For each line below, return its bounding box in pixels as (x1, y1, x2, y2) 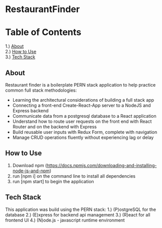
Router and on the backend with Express (12, 123, 97, 129)
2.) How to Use (5, 49, 37, 55)
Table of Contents (5, 27, 82, 38)
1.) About (5, 43, 24, 49)
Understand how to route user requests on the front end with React (12, 118, 152, 124)
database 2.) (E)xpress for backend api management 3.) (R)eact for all (5, 211, 150, 217)
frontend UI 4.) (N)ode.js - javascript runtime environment (5, 217, 125, 223)
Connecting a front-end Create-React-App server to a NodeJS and (12, 102, 151, 108)
